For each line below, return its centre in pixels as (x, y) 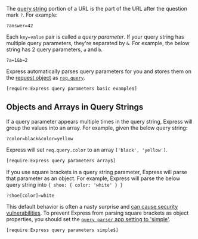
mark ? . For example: (32, 15)
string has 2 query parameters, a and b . (55, 49)
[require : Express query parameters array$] (61, 161)
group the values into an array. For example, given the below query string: (97, 128)
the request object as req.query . (46, 78)
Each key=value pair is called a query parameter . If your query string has (95, 37)
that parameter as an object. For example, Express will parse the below (93, 178)
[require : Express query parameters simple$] (62, 230)
